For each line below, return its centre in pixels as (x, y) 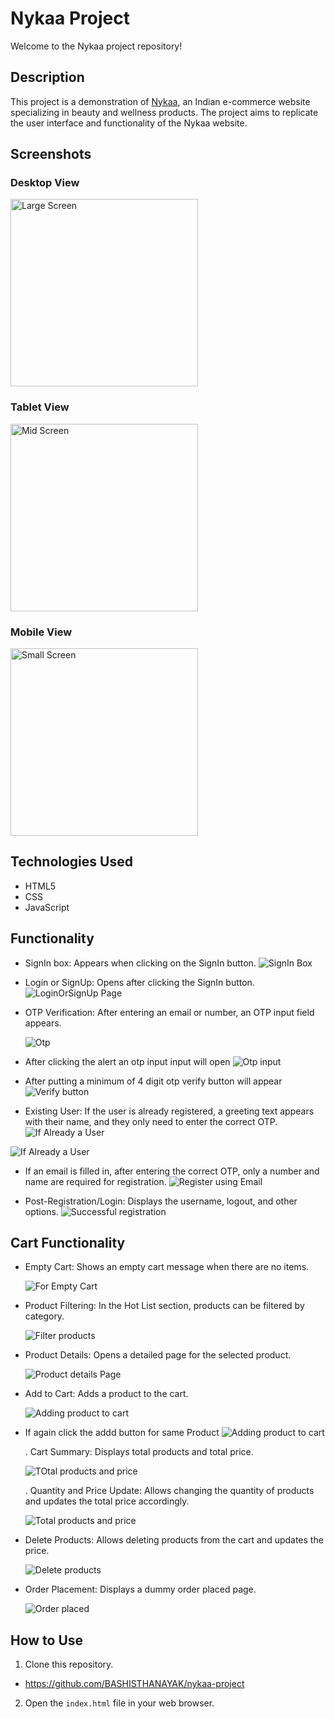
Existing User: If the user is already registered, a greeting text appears (169, 1111)
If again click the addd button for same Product (122, 1433)
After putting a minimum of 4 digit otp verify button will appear (153, 1081)
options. (41, 1211)
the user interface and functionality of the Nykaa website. (129, 123)
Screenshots (51, 154)
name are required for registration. (95, 1181)
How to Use (47, 1640)
